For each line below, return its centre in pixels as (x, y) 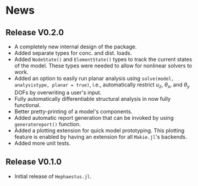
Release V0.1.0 (34, 162)
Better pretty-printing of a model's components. (73, 111)
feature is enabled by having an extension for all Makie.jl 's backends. (100, 137)
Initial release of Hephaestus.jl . (53, 176)
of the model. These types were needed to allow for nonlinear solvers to (103, 66)
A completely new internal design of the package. (75, 46)
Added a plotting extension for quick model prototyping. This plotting (99, 130)
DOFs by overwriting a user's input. (58, 92)
